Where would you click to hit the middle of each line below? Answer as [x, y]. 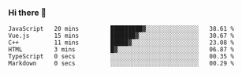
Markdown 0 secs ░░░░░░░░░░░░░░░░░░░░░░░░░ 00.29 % [121, 64]
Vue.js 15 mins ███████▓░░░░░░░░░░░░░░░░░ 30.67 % [121, 36]
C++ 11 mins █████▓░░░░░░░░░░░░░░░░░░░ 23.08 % [121, 43]
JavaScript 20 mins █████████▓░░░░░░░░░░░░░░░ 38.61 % [121, 29]
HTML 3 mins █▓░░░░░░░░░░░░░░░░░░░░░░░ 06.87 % [121, 50]
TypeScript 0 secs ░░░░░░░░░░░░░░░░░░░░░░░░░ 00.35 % [121, 57]
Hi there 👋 [28, 13]
